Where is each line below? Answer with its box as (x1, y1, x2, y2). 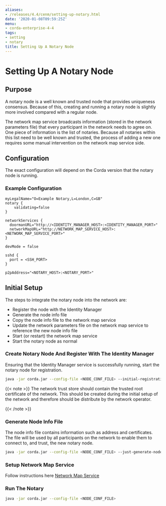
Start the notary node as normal (12, 338, 78, 344)
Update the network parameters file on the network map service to (12, 322, 149, 328)
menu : (5, 21, 16, 26)
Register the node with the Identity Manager (12, 306, 102, 312)
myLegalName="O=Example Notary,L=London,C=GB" (5, 196, 103, 201)
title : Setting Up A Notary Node (5, 44, 74, 49)
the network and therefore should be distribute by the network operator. (5, 396, 152, 402)
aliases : (5, 7, 23, 12)
